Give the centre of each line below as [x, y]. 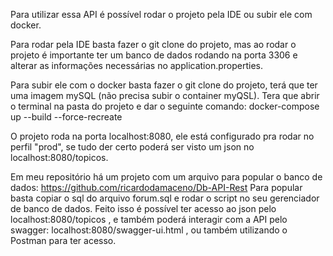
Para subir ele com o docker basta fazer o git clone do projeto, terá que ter [164, 85]
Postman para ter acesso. [63, 240]
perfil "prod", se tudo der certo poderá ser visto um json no [132, 147]
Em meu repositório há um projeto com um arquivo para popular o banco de [166, 177]
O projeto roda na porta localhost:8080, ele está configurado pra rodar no [162, 136]
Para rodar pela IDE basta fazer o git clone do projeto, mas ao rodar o [153, 44]
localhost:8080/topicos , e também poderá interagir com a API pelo [149, 219]
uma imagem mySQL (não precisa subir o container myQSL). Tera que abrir [165, 95]
